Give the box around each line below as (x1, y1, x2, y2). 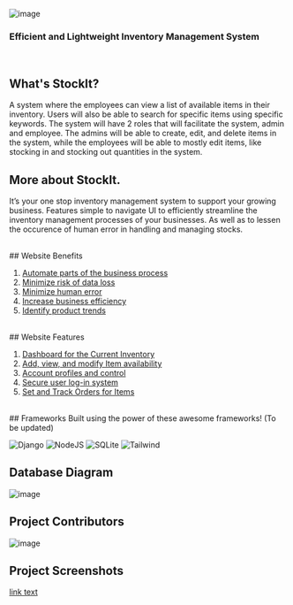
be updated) (9, 422, 55, 433)
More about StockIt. (9, 172, 121, 188)
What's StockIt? (9, 76, 100, 91)
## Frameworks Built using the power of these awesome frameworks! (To (9, 412, 276, 424)
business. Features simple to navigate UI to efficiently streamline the (9, 204, 258, 216)
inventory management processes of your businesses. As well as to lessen (9, 214, 281, 225)
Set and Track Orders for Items (21, 386, 135, 397)
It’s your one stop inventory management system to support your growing (9, 195, 276, 206)
